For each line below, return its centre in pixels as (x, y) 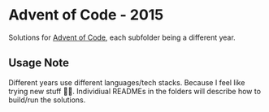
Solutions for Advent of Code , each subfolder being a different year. (122, 37)
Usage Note (39, 63)
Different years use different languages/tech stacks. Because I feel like (127, 82)
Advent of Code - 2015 (86, 15)
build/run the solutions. (47, 100)
